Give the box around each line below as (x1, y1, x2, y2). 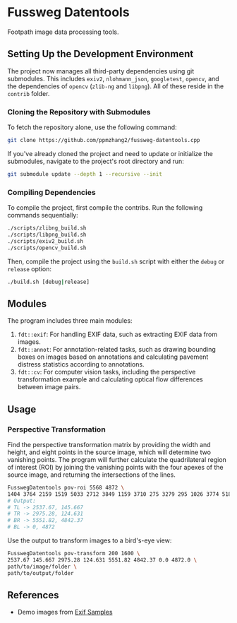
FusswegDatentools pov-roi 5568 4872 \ (7, 484, 125, 491)
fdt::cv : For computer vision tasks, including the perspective (17, 368, 196, 376)
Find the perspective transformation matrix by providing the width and (7, 440, 211, 449)
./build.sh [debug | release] (7, 278, 90, 285)
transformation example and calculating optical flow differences (17, 375, 203, 384)
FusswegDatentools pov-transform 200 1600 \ (7, 550, 140, 557)
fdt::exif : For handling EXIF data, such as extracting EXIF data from (17, 330, 217, 339)
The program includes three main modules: (7, 316, 133, 325)
